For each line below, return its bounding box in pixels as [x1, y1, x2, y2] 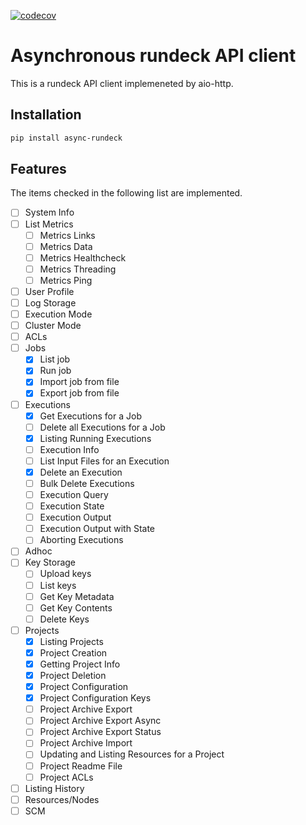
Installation [10, 106, 82, 124]
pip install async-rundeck [10, 133, 123, 143]
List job [39, 353, 71, 365]
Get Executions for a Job [39, 410, 142, 422]
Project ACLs [39, 771, 94, 783]
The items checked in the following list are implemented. [10, 187, 243, 199]
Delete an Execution [39, 466, 123, 478]
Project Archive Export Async [39, 715, 162, 727]
